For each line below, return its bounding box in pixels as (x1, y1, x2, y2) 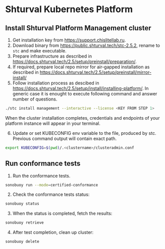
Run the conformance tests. (12, 173, 71, 179)
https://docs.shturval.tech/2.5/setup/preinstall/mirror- (39, 69, 152, 75)
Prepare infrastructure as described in (12, 53, 92, 59)
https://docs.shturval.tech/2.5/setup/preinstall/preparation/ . (12, 59, 137, 64)
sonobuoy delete (5, 239, 39, 244)
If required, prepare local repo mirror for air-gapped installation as (12, 64, 150, 70)
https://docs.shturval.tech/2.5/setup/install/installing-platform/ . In (12, 85, 149, 91)
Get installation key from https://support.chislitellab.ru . (12, 37, 126, 43)
